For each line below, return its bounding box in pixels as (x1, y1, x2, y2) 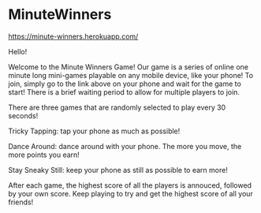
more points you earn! (8, 150, 80, 159)
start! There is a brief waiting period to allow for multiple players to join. (8, 87, 240, 96)
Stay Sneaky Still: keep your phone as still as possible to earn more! (8, 165, 229, 174)
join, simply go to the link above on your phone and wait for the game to (8, 79, 242, 88)
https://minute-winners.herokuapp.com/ (8, 32, 139, 41)
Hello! (8, 47, 28, 56)
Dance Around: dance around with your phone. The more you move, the (8, 141, 242, 151)
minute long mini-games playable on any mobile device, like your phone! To (8, 70, 254, 80)
